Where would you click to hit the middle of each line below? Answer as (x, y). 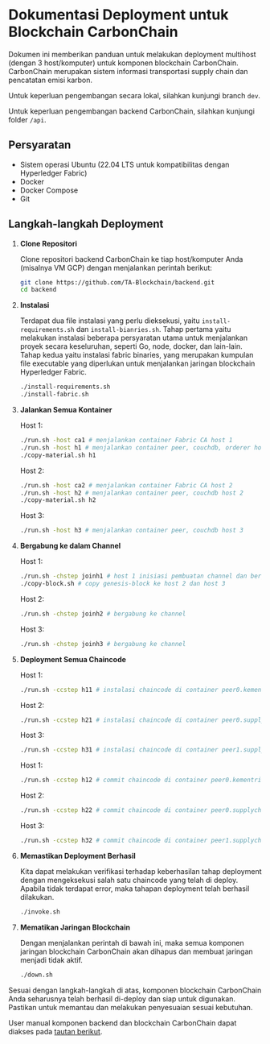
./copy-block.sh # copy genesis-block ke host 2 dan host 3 (123, 584)
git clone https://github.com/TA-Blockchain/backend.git (117, 282)
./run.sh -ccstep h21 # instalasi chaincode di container (119, 720)
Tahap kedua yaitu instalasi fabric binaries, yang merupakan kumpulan (137, 355)
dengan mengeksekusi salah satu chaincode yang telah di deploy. (129, 880)
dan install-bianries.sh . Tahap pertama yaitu (153, 329)
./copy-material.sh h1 (58, 455)
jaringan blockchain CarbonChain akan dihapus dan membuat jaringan (136, 951)
